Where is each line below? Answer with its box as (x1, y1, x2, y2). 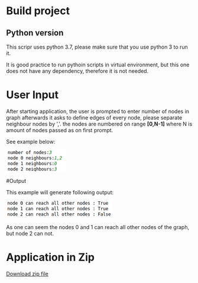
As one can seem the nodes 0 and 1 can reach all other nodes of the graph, (6, 223, 190, 230)
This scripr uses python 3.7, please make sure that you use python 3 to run (6, 43, 188, 50)
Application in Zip (6, 250, 95, 264)
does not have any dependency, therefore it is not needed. (6, 67, 149, 75)
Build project (6, 4, 70, 18)
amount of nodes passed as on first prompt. (6, 126, 113, 134)
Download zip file (6, 270, 49, 277)
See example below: (6, 138, 56, 145)
